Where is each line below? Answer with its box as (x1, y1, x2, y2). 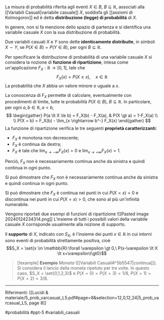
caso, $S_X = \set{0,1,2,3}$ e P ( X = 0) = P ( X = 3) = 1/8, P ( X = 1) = (17, 270, 151, 276)
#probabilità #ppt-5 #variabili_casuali (5, 309, 80, 315)
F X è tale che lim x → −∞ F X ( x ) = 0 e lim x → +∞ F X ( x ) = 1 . (12, 147, 121, 155)
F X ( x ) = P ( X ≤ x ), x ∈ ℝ (56, 74, 108, 81)
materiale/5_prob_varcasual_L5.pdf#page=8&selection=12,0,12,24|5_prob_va (5, 295, 159, 300)
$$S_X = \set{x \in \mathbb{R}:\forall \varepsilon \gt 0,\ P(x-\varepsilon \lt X (6, 245, 158, 251)
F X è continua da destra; (12, 141, 61, 148)
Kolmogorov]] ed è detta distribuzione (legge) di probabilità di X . (5, 15, 138, 21)
